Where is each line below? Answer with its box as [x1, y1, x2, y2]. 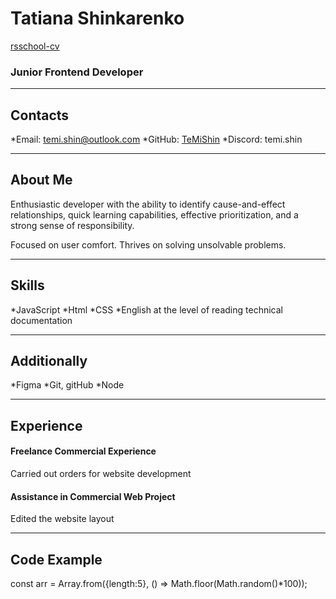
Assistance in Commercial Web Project [10, 490, 176, 502]
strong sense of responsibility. [10, 219, 135, 231]
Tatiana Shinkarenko [10, 7, 185, 30]
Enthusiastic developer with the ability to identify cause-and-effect [10, 198, 286, 210]
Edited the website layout [10, 513, 115, 525]
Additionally [10, 353, 88, 370]
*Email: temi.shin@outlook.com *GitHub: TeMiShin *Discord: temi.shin [10, 133, 303, 146]
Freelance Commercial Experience [10, 445, 157, 457]
